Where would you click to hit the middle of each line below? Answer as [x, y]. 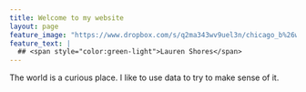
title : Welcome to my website [67, 18]
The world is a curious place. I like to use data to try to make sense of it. [144, 77]
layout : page [34, 26]
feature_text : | [40, 43]
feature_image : [38, 35]
